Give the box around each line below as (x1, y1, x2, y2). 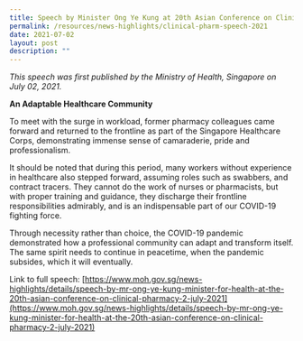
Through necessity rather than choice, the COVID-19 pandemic (9, 227, 243, 239)
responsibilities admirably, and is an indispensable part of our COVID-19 (9, 200, 277, 212)
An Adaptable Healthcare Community (9, 98, 153, 109)
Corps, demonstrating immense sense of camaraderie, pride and (9, 135, 250, 146)
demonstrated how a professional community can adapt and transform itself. (9, 237, 294, 248)
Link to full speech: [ (9, 274, 86, 285)
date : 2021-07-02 (9, 30, 75, 39)
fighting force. (9, 210, 62, 221)
